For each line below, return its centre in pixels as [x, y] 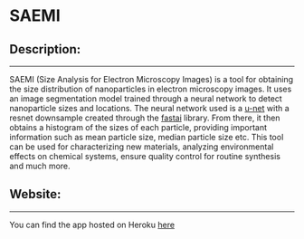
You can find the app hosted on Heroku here [92, 225]
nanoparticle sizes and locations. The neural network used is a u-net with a [149, 108]
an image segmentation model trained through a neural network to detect [146, 99]
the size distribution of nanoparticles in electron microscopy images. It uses [151, 89]
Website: [35, 194]
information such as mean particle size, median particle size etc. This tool [147, 137]
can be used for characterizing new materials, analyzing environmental [142, 147]
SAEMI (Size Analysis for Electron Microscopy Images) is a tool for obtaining [152, 79]
